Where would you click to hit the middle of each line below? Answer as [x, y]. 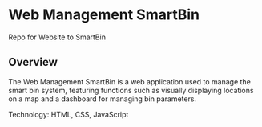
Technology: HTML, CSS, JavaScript [69, 114]
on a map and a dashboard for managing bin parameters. [103, 99]
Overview [33, 62]
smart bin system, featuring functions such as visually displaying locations [131, 90]
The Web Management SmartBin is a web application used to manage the [129, 81]
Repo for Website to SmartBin [57, 37]
